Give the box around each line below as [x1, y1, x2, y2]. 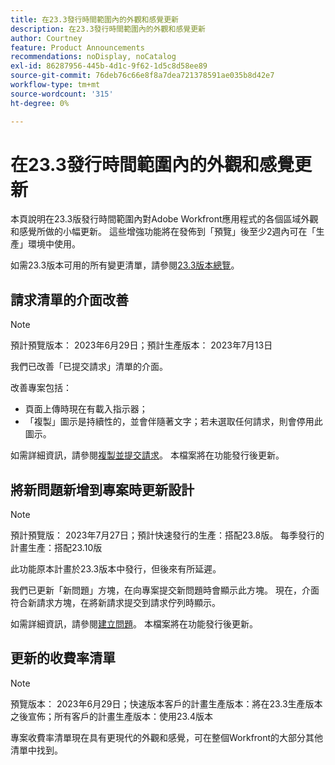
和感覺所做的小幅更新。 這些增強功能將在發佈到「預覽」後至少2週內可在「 [10, 226, 317, 238]
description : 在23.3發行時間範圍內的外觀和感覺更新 [10, 24, 206, 34]
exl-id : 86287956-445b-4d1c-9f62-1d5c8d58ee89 [10, 61, 208, 71]
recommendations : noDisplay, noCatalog [10, 52, 177, 62]
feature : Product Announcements [10, 42, 145, 53]
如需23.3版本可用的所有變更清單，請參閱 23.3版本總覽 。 [10, 259, 240, 271]
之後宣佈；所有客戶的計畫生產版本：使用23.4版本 [10, 710, 213, 722]
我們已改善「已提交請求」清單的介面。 [10, 361, 168, 373]
